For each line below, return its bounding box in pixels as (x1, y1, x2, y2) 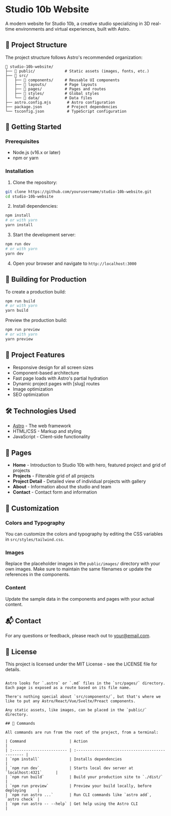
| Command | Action (5, 739, 88, 744)
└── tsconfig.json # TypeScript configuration (5, 109, 127, 114)
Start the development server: (12, 232, 76, 238)
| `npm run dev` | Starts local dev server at (5, 765, 134, 771)
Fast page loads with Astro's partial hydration (12, 375, 108, 381)
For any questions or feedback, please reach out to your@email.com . (5, 633, 151, 639)
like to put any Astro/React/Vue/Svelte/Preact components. (5, 699, 136, 704)
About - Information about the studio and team (12, 484, 111, 490)
